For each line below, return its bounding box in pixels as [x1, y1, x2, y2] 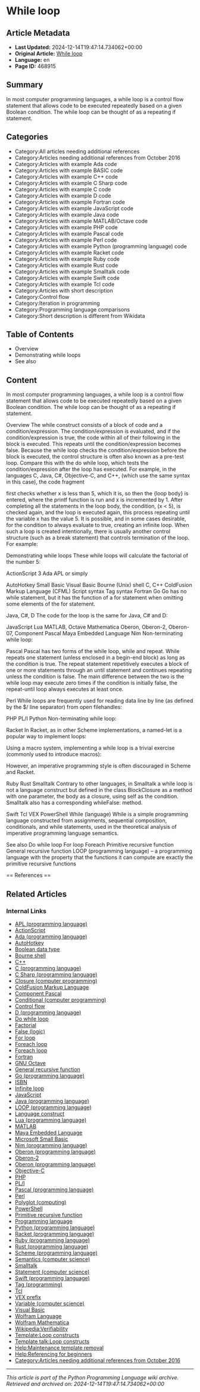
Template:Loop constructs [14, 1331, 79, 1338]
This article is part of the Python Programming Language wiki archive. [6, 1374, 179, 1381]
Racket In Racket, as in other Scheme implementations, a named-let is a [6, 726, 182, 734]
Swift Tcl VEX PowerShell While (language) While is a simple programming [6, 811, 189, 818]
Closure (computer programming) [14, 977, 98, 984]
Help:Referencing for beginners [14, 1350, 92, 1357]
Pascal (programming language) [14, 1186, 94, 1193]
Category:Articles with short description [14, 287, 113, 294]
